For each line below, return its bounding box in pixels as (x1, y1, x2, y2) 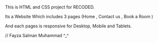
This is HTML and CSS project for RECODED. (5, 4, 95, 10)
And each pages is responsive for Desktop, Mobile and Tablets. (5, 23, 132, 29)
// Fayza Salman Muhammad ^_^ (5, 33, 69, 38)
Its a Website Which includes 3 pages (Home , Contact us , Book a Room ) (5, 14, 153, 19)
